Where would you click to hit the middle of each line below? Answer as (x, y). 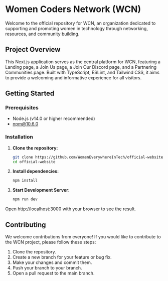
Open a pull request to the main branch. (53, 273)
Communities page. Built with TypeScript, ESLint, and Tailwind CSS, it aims (82, 72)
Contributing (26, 225)
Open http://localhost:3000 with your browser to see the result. (71, 209)
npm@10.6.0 (25, 124)
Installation (19, 137)
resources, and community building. (42, 34)
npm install (25, 181)
